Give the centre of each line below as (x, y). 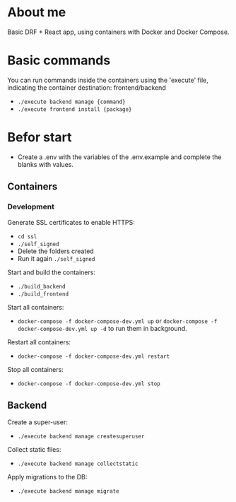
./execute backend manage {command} (71, 102)
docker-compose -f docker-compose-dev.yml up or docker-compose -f (117, 321)
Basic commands (59, 60)
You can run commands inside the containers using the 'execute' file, (108, 80)
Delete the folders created (55, 251)
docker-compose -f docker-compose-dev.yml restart (94, 356)
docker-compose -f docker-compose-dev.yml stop (89, 384)
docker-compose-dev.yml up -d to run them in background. (102, 328)
